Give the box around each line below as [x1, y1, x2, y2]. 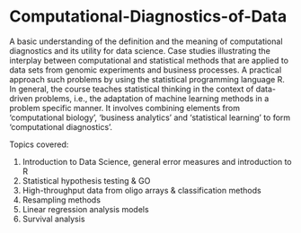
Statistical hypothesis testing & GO [22, 175, 151, 186]
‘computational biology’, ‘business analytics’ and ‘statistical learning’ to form [9, 112, 291, 123]
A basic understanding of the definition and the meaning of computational [9, 36, 283, 47]
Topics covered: [9, 139, 69, 150]
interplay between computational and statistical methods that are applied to [9, 55, 289, 65]
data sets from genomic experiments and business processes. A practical [9, 65, 282, 75]
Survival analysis [22, 213, 85, 224]
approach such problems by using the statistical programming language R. [9, 73, 286, 84]
